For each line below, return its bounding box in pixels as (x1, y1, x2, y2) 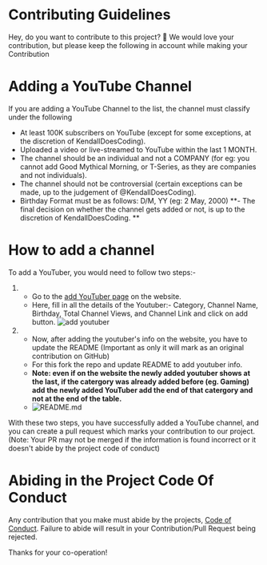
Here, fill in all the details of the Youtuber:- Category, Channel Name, (31, 300, 258, 309)
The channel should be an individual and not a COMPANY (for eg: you (19, 153, 250, 163)
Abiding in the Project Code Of (8, 471, 214, 490)
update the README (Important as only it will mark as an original (31, 342, 245, 352)
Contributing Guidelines (8, 6, 171, 24)
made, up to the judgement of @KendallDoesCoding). (19, 187, 197, 197)
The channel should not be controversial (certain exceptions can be (19, 179, 243, 188)
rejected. (8, 531, 38, 542)
